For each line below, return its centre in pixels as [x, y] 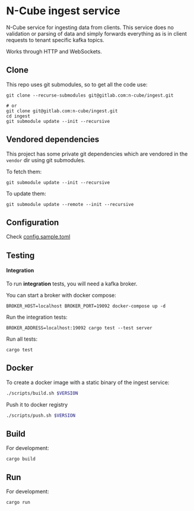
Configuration [33, 222]
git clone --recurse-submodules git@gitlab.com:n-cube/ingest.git [90, 95]
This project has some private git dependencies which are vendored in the [97, 154]
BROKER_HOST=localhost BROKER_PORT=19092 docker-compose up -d [86, 306]
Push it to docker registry [37, 404]
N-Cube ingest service [63, 11]
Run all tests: [22, 339]
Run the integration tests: [37, 317]
